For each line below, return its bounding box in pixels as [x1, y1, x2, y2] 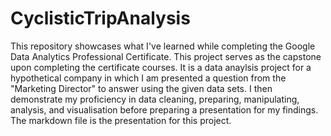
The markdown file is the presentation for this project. [10, 114, 232, 126]
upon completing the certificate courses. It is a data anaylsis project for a [10, 61, 312, 73]
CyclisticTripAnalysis [10, 7, 191, 30]
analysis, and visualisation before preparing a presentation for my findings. [10, 103, 319, 116]
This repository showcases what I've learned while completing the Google [10, 40, 316, 52]
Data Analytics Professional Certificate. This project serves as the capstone [10, 50, 322, 62]
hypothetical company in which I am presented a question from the [10, 72, 287, 84]
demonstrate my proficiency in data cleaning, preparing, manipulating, [10, 93, 300, 105]
